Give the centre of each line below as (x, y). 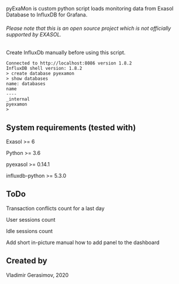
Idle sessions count (30, 231)
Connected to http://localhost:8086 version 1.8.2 (69, 63)
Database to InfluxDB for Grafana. (47, 15)
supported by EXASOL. (34, 34)
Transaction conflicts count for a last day (55, 208)
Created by (27, 261)
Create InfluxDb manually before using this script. (66, 53)
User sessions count (31, 219)
